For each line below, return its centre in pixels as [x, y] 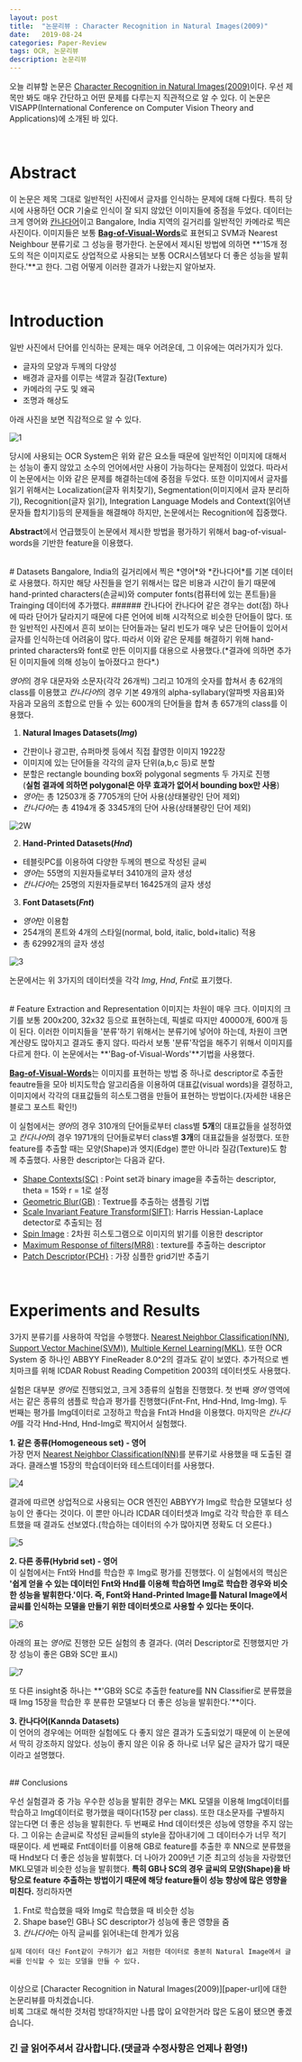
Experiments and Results [105, 1311]
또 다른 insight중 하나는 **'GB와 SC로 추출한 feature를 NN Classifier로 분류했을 [151, 1691]
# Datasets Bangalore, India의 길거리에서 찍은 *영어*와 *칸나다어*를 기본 [139, 571]
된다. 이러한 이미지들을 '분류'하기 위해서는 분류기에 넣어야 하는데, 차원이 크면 [153, 1031]
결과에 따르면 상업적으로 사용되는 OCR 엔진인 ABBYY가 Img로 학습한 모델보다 [146, 1501]
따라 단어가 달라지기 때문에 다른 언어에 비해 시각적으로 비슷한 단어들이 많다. [151, 616]
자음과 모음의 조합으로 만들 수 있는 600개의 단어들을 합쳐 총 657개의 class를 [144, 703]
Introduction [57, 321]
